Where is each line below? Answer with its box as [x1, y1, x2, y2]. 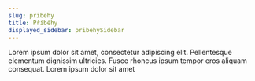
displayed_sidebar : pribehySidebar [8, 26, 125, 34]
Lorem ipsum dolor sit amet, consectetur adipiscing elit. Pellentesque [8, 48, 232, 57]
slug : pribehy [8, 11, 55, 20]
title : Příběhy [8, 19, 58, 27]
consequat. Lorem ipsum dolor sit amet [8, 64, 135, 74]
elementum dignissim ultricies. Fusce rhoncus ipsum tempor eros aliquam [8, 56, 248, 65]
